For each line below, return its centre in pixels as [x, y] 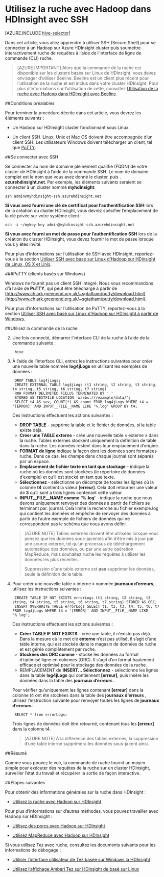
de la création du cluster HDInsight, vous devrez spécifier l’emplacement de [82, 210]
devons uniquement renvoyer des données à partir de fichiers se [85, 503]
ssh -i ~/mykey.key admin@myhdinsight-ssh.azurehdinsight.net [70, 225]
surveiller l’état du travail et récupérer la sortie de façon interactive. [73, 773]
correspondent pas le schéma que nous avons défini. [73, 524]
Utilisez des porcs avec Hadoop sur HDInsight [59, 825]
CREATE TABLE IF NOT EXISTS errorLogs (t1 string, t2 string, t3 [82, 598]
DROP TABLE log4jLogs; [38, 380]
